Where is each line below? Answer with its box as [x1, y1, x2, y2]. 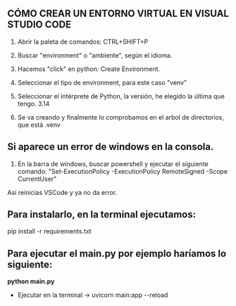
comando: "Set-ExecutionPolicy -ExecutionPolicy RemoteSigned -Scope [17, 167, 228, 175]
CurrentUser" [17, 174, 57, 183]
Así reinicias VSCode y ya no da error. [7, 188, 118, 196]
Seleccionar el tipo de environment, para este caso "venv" [17, 78, 187, 87]
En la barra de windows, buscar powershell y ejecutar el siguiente [17, 160, 209, 168]
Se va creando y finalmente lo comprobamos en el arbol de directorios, [17, 113, 224, 121]
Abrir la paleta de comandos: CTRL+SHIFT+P [17, 37, 149, 46]
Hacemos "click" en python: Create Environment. [17, 65, 161, 73]
